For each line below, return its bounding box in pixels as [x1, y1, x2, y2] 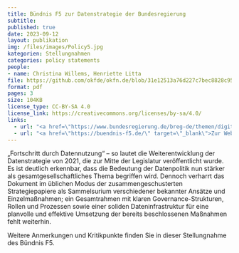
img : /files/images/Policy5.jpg [7, 43, 103, 51]
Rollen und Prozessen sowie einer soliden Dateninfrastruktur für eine [7, 202, 209, 211]
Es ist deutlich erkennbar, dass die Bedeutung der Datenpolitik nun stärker [7, 165, 225, 173]
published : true [7, 24, 55, 31]
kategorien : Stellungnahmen [7, 51, 91, 58]
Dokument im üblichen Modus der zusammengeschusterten [7, 180, 183, 188]
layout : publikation [7, 37, 69, 44]
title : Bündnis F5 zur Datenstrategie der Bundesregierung [7, 10, 186, 18]
